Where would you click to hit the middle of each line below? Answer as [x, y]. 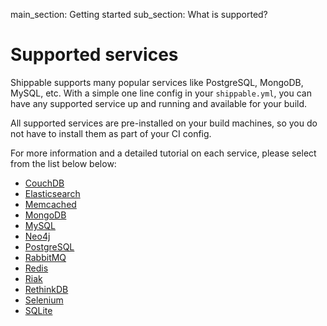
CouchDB [44, 183]
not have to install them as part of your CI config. [111, 133]
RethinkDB [46, 289]
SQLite [38, 310]
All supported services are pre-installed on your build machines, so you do [164, 123]
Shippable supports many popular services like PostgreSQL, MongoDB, [157, 82]
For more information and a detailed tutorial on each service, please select [163, 153]
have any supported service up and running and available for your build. [159, 103]
